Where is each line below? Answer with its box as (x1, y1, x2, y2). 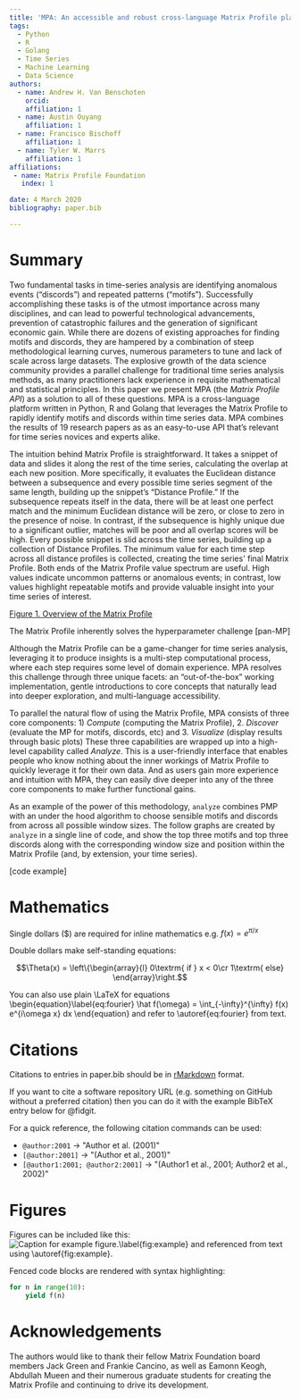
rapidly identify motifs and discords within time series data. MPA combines (9, 412, 284, 423)
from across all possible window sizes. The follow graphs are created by (9, 819, 275, 831)
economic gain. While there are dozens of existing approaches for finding (9, 327, 279, 338)
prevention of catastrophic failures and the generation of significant (9, 317, 258, 328)
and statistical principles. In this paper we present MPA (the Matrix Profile (9, 383, 280, 394)
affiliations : (9, 163, 62, 172)
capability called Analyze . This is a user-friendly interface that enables (28, 745, 288, 756)
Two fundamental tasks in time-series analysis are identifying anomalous (9, 279, 278, 290)
